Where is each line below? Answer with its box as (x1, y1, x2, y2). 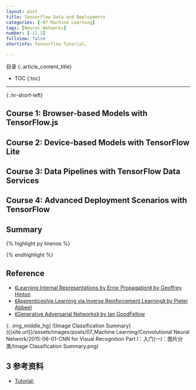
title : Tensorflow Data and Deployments (6, 14, 106, 20)
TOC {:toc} (14, 74, 41, 82)
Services (6, 176, 40, 186)
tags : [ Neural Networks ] (6, 25, 66, 31)
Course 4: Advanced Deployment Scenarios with (6, 195, 188, 205)
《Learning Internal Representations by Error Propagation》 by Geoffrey (14, 284, 182, 291)
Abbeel (14, 304, 32, 311)
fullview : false (6, 36, 45, 42)
